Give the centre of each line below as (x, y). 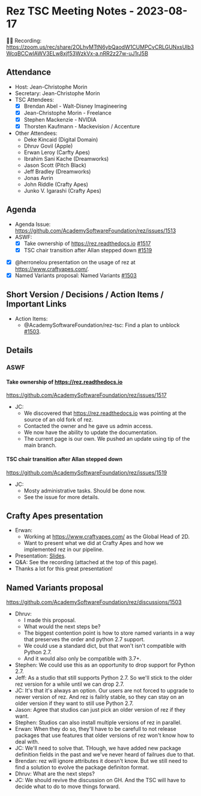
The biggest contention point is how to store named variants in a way (109, 633)
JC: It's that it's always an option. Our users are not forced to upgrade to (104, 691)
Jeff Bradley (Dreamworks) (57, 172)
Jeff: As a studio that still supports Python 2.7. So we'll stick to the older (103, 678)
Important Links (37, 304)
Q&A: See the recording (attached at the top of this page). (86, 562)
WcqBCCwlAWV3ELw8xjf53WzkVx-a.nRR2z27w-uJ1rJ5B (77, 53)
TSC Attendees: (34, 99)
